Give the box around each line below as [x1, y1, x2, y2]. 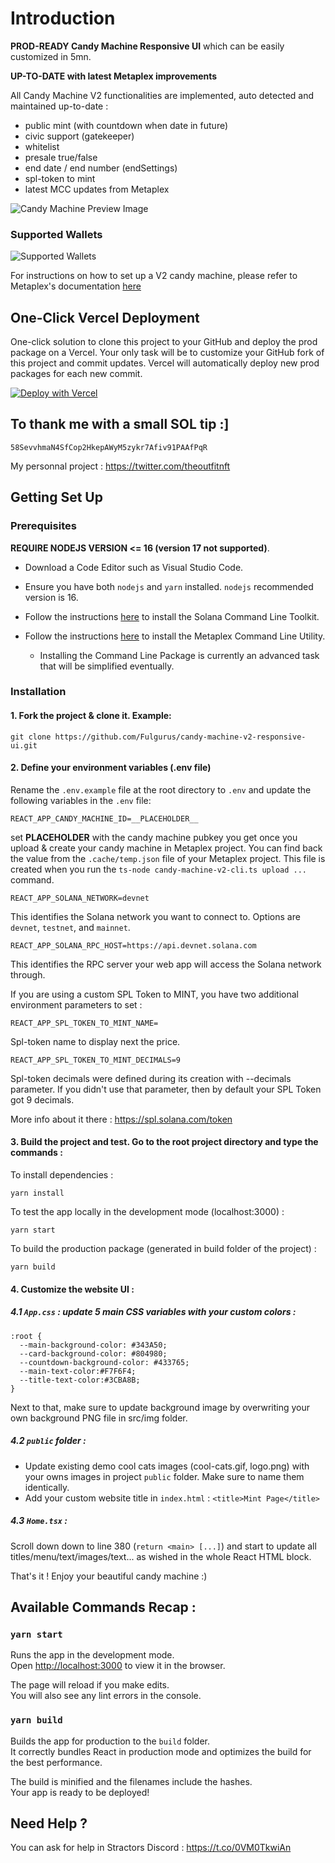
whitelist [24, 140, 60, 152]
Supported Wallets [10, 227, 103, 241]
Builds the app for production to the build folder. [10, 1735, 211, 1747]
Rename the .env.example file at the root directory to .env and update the [10, 783, 312, 796]
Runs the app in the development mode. [10, 1649, 175, 1661]
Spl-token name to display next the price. [10, 1035, 181, 1047]
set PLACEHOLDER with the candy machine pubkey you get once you [10, 831, 298, 843]
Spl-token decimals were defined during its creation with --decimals [10, 1072, 292, 1084]
